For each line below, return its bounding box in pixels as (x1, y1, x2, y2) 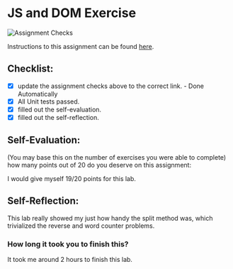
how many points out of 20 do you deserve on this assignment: (7, 160, 192, 169)
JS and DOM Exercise (7, 5, 137, 21)
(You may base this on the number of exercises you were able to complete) (7, 153, 227, 161)
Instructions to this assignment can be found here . (7, 42, 154, 50)
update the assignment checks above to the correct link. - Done (17, 82, 204, 90)
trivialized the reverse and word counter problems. (7, 221, 155, 230)
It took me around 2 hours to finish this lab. (7, 255, 133, 263)
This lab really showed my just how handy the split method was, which (7, 214, 213, 222)
